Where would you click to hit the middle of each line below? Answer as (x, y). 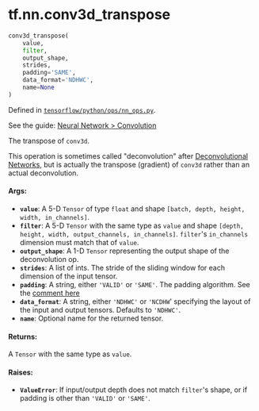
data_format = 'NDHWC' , (58, 80)
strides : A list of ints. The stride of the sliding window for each (122, 268)
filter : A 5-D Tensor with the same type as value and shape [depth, (131, 226)
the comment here (50, 293)
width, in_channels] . (54, 217)
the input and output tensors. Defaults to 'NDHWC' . (100, 310)
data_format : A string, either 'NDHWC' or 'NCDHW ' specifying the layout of (135, 302)
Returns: (23, 336)
